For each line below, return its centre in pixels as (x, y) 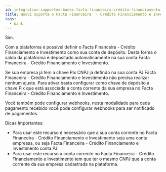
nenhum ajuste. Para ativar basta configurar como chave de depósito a (77, 83)
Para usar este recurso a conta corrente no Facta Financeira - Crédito (83, 154)
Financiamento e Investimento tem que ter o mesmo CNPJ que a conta (84, 159)
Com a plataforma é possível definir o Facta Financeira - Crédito (70, 47)
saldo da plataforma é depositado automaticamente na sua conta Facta (78, 58)
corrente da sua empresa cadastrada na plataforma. (65, 164)
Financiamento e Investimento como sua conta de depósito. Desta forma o (81, 52)
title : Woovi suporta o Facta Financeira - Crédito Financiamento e (78, 14)
